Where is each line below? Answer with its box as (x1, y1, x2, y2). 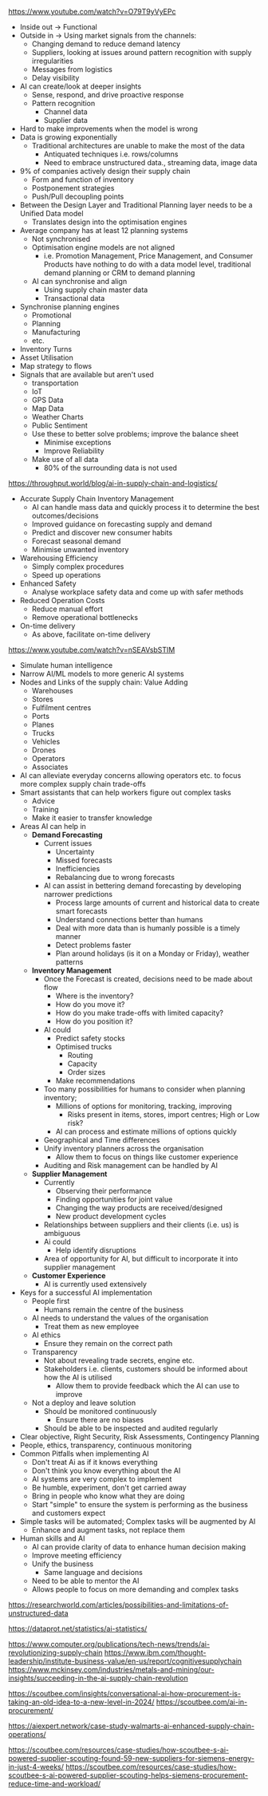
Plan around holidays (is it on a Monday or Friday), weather (55, 949, 250, 958)
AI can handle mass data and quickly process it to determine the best (31, 503, 260, 511)
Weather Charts (31, 412, 84, 421)
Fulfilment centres (31, 703, 92, 712)
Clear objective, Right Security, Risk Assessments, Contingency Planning (19, 1432, 260, 1441)
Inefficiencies (55, 864, 100, 873)
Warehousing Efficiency (19, 554, 98, 562)
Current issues (43, 839, 93, 848)
